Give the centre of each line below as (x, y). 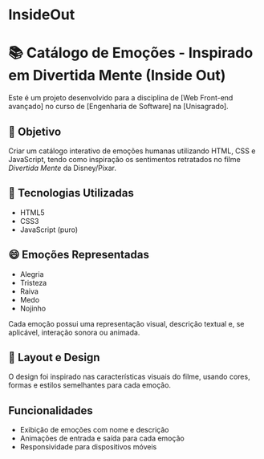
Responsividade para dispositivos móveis (88, 447)
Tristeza (33, 282)
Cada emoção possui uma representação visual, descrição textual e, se (126, 323)
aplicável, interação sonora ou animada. (74, 332)
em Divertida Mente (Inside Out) (117, 76)
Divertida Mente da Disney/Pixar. (62, 168)
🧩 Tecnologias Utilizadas (71, 193)
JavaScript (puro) (49, 229)
